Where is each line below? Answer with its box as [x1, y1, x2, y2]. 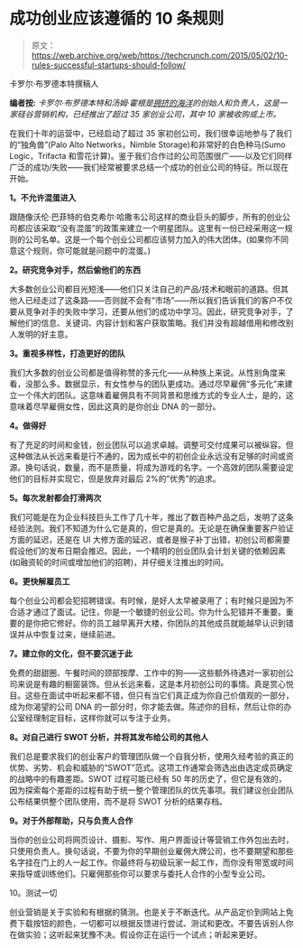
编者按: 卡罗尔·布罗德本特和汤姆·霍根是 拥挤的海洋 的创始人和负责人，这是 [9, 97, 280, 108]
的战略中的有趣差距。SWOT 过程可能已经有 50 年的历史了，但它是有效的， [9, 773, 287, 784]
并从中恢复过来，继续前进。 [16, 628, 120, 639]
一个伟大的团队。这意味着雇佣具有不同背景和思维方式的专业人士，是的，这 [16, 389, 294, 400]
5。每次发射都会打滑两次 [9, 492, 102, 503]
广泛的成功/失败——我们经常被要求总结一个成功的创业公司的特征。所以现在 [9, 162, 289, 172]
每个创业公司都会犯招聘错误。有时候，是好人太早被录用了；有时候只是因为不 [9, 595, 294, 606]
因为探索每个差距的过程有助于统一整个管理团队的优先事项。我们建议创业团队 [9, 785, 294, 795]
